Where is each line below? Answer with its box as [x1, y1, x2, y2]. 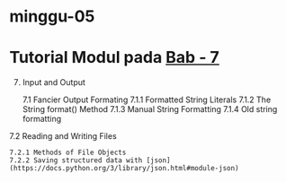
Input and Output [22, 77, 85, 88]
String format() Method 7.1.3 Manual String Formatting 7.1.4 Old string [22, 104, 278, 115]
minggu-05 [9, 6, 95, 27]
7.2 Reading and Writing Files [9, 131, 117, 142]
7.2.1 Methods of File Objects [9, 148, 127, 158]
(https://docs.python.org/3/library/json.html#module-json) [9, 164, 240, 173]
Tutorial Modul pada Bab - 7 [9, 48, 220, 68]
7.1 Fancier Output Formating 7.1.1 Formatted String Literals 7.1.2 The [22, 94, 272, 105]
